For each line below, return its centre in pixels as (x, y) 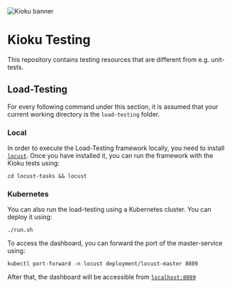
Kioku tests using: (34, 164)
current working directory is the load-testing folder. (84, 114)
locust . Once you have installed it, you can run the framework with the (110, 156)
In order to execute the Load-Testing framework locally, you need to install (116, 148)
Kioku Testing (49, 40)
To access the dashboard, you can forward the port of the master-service (115, 243)
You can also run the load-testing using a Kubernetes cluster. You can (109, 210)
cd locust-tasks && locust (47, 176)
